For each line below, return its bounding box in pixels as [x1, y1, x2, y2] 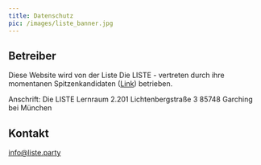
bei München [8, 103, 52, 113]
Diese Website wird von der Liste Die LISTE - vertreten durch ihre [8, 70, 225, 80]
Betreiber [8, 49, 56, 63]
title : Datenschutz [8, 11, 74, 20]
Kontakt [8, 126, 50, 140]
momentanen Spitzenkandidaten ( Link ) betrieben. [8, 79, 173, 89]
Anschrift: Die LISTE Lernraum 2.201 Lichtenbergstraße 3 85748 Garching [8, 94, 254, 105]
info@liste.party [8, 148, 61, 158]
